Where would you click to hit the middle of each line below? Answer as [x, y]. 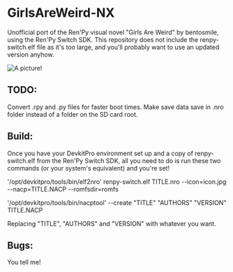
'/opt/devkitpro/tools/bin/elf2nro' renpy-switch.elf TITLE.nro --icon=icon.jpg [117, 181]
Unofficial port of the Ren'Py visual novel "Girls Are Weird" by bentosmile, [113, 32]
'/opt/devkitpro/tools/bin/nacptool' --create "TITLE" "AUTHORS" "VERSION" [117, 202]
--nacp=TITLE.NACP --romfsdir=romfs [63, 189]
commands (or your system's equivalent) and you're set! [88, 168]
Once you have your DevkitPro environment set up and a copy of [100, 153]
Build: [20, 137]
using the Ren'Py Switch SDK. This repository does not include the [103, 39]
